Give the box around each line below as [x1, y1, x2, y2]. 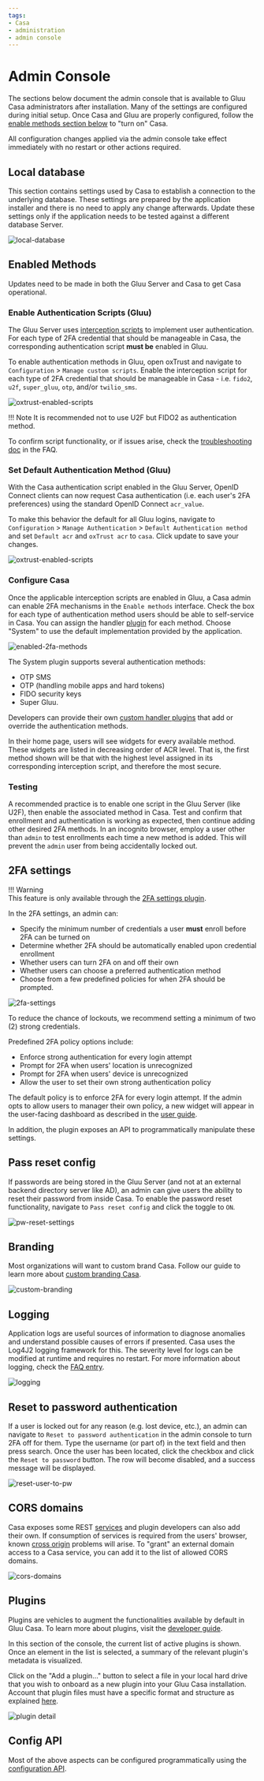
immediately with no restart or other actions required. [8, 143, 181, 152]
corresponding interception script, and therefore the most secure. [8, 761, 222, 771]
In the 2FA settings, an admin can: [8, 909, 119, 918]
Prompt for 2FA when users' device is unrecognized [19, 1069, 188, 1078]
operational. [8, 287, 47, 297]
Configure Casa [8, 575, 70, 586]
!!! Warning [8, 885, 43, 894]
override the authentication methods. [8, 721, 128, 730]
